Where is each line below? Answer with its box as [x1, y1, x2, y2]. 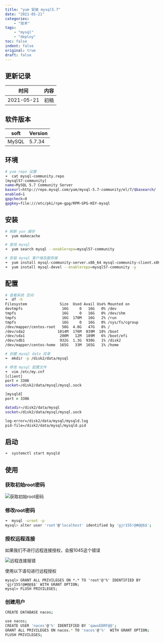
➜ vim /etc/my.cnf [5, 369, 45, 374]
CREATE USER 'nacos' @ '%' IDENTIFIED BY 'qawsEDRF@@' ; [5, 623, 117, 628]
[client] [5, 374, 23, 379]
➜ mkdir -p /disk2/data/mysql [5, 356, 69, 361]
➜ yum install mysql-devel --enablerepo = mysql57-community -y [5, 265, 137, 269]
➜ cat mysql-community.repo [5, 174, 64, 179]
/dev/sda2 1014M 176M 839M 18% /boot [5, 329, 119, 334]
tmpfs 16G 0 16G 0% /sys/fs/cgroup [5, 320, 139, 325]
